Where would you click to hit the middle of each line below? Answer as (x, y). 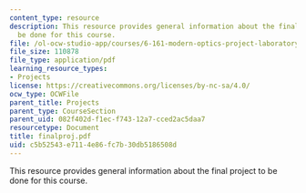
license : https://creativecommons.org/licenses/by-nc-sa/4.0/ (130, 86)
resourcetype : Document (55, 128)
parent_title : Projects (55, 102)
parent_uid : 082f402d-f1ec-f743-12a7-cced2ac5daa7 (107, 119)
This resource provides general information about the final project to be (143, 170)
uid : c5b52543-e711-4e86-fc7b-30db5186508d (93, 145)
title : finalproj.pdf (51, 137)
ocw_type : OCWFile (44, 94)
